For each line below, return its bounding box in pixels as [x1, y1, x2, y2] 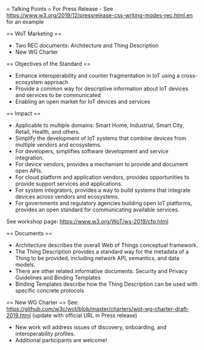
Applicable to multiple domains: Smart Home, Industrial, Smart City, [15, 122, 185, 129]
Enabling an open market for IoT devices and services [15, 98, 150, 105]
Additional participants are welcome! [15, 337, 108, 344]
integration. [15, 154, 44, 161]
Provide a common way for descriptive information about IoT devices [15, 85, 189, 92]
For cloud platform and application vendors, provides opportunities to [15, 173, 190, 181]
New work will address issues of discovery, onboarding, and [15, 324, 167, 330]
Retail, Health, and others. [15, 128, 80, 135]
